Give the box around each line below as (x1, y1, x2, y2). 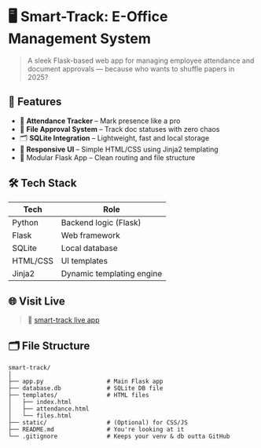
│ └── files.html (8, 412, 72, 420)
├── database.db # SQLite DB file (8, 384, 164, 392)
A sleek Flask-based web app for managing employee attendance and (27, 56, 255, 65)
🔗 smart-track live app (27, 315, 100, 325)
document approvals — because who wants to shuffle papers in (27, 64, 235, 73)
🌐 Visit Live (8, 294, 65, 308)
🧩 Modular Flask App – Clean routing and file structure (19, 152, 196, 162)
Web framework (61, 230, 120, 241)
